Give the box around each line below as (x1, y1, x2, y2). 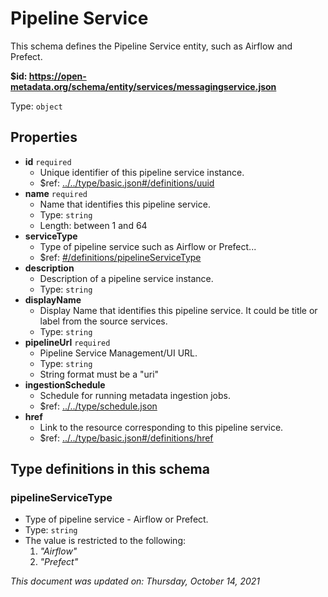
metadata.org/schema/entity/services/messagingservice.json (10, 80, 277, 92)
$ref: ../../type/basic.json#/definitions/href (39, 432, 214, 444)
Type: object (10, 100, 63, 112)
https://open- (28, 70, 87, 82)
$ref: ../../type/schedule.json (39, 400, 158, 412)
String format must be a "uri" (39, 368, 160, 380)
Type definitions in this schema (10, 461, 210, 478)
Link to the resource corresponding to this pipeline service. (39, 421, 284, 433)
